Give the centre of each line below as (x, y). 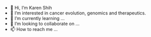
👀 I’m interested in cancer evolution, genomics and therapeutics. (78, 13)
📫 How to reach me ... (34, 29)
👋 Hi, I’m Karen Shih (31, 8)
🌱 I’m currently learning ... (37, 18)
